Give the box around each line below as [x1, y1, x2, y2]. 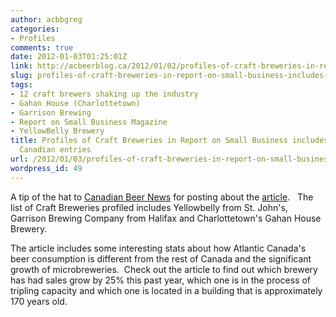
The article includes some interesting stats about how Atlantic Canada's [10, 242, 307, 254]
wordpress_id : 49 [10, 163, 83, 173]
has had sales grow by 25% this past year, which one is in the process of [10, 274, 312, 286]
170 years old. [10, 295, 68, 307]
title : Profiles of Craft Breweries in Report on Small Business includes [10, 136, 329, 146]
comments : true [10, 42, 74, 53]
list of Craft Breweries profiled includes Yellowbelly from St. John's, [10, 201, 288, 213]
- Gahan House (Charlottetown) [10, 98, 141, 108]
